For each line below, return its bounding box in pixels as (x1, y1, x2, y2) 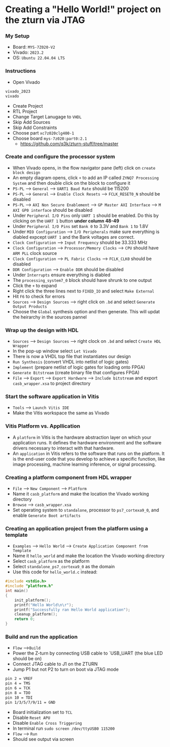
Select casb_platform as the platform (12, 558, 90, 564)
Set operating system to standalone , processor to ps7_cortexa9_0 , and (12, 507, 159, 513)
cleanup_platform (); (14, 612, 58, 617)
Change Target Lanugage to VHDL (12, 113, 82, 120)
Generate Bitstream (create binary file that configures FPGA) (12, 370, 140, 376)
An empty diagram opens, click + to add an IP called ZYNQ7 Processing (12, 174, 159, 181)
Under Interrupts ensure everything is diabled (12, 272, 111, 278)
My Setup (5, 33, 30, 40)
